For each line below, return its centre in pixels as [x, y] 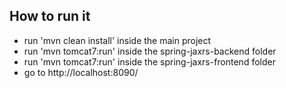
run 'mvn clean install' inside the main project [117, 40]
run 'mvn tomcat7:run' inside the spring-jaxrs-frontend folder [149, 61]
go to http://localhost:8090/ [81, 72]
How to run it [50, 16]
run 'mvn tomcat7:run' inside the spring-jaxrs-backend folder [150, 51]
